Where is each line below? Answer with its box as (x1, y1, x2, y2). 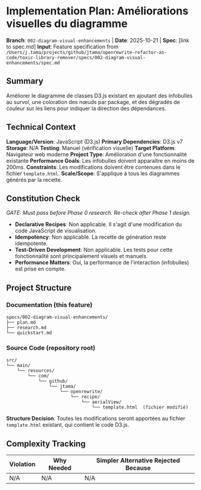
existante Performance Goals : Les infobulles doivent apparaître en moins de (6, 157, 195, 164)
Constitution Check (6, 193, 81, 203)
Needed (48, 464, 72, 472)
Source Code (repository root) (6, 343, 96, 352)
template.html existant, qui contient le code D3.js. (6, 421, 130, 428)
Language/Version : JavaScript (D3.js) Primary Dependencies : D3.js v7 (6, 138, 183, 145)
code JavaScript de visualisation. (14, 227, 97, 235)
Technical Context (6, 122, 76, 132)
